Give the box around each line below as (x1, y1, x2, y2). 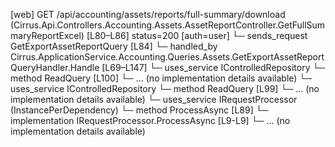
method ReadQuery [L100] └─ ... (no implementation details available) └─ (10, 72, 313, 84)
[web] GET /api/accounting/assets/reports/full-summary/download (10, 9, 286, 20)
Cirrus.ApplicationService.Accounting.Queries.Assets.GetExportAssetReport (10, 51, 325, 63)
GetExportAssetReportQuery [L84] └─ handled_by (10, 40, 218, 52)
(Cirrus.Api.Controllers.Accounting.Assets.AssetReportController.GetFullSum (10, 19, 326, 31)
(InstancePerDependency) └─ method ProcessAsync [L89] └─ (10, 104, 269, 116)
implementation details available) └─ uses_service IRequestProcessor (10, 94, 298, 105)
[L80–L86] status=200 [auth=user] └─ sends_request (86, 30, 308, 41)
